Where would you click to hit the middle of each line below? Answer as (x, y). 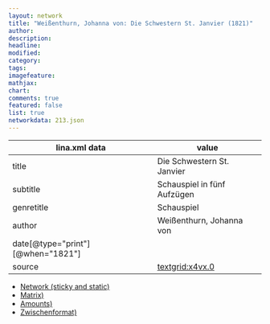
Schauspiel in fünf (191, 184)
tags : (17, 68)
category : (25, 61)
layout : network (35, 16)
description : (30, 38)
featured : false (35, 105)
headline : (25, 46)
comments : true (34, 98)
